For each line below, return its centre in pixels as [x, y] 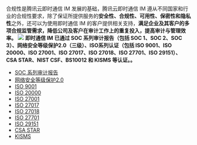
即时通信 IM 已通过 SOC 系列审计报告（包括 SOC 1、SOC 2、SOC [104, 38]
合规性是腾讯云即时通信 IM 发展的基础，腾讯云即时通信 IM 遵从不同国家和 [95, 9]
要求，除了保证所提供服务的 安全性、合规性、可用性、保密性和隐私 [111, 16]
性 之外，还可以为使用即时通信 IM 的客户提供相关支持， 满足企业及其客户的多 [98, 23]
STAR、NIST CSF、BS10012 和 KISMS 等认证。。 [77, 60]
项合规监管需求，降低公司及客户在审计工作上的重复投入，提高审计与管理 [93, 31]
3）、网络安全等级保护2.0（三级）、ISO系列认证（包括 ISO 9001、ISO [89, 45]
